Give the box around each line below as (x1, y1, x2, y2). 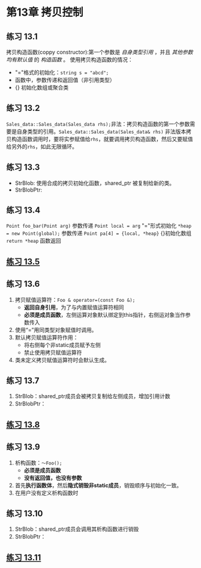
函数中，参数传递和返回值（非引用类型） (14, 76, 115, 83)
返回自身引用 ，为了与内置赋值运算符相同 (23, 304, 124, 311)
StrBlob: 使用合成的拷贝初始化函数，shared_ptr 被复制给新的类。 (14, 179, 175, 187)
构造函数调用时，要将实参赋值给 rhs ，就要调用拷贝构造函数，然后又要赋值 (11, 135, 193, 142)
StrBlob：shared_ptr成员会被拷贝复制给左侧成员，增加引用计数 (14, 393, 170, 400)
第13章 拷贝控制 (6, 5, 83, 19)
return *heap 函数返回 (6, 237, 61, 245)
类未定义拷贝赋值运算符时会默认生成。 (14, 356, 110, 363)
